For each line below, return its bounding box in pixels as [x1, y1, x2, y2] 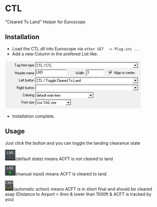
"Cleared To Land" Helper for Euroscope [5, 19, 86, 25]
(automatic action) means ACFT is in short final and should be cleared [13, 186, 152, 192]
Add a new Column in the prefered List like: [12, 51, 98, 57]
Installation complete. [12, 113, 55, 119]
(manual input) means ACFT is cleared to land [15, 171, 107, 177]
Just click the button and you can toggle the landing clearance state [5, 140, 141, 146]
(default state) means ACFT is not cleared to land [15, 156, 114, 162]
